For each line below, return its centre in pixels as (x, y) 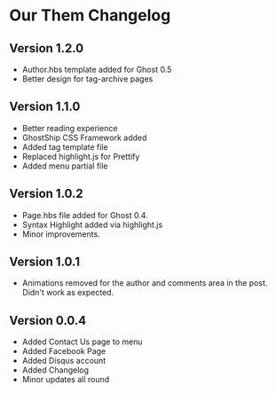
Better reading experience (70, 128)
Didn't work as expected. (68, 293)
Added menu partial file (65, 166)
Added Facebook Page (64, 351)
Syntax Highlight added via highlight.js (92, 224)
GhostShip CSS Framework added (84, 138)
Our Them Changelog (90, 16)
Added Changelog (55, 370)
